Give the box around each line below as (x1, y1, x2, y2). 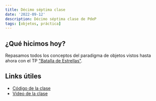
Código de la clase (12, 85, 51, 91)
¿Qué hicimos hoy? (5, 39, 66, 48)
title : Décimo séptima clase (5, 7, 66, 12)
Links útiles (5, 72, 41, 81)
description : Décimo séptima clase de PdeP (5, 16, 97, 21)
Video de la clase (12, 90, 48, 97)
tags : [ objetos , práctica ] (5, 21, 61, 26)
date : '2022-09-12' (5, 12, 46, 17)
